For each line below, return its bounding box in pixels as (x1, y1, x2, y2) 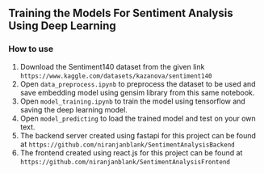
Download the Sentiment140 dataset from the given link (19, 62, 205, 71)
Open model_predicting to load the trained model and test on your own (19, 113, 256, 123)
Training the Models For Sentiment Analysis (8, 6, 233, 20)
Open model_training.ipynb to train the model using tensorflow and (19, 96, 246, 106)
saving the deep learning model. (19, 104, 128, 114)
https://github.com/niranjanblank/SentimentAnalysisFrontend (19, 158, 231, 166)
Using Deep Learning (8, 19, 117, 33)
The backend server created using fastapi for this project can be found (19, 130, 257, 140)
